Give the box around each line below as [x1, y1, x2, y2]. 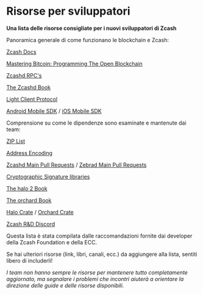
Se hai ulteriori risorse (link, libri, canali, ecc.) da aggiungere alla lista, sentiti [6, 250, 198, 258]
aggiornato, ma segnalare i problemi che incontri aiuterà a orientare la [6, 275, 184, 282]
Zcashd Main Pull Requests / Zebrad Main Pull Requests [6, 161, 147, 169]
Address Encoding [6, 149, 53, 156]
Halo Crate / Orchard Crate [6, 208, 74, 216]
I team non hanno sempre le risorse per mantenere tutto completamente [6, 269, 188, 276]
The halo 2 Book [6, 184, 48, 192]
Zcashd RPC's [6, 71, 42, 79]
